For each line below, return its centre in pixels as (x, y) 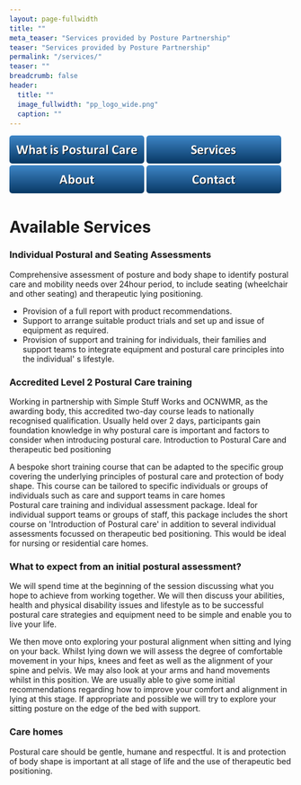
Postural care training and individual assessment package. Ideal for (134, 505)
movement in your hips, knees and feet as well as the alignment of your (142, 661)
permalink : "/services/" (56, 57)
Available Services (80, 227)
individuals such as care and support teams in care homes (117, 495)
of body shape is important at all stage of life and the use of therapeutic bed (150, 761)
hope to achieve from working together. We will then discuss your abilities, (147, 596)
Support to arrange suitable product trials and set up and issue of (143, 320)
